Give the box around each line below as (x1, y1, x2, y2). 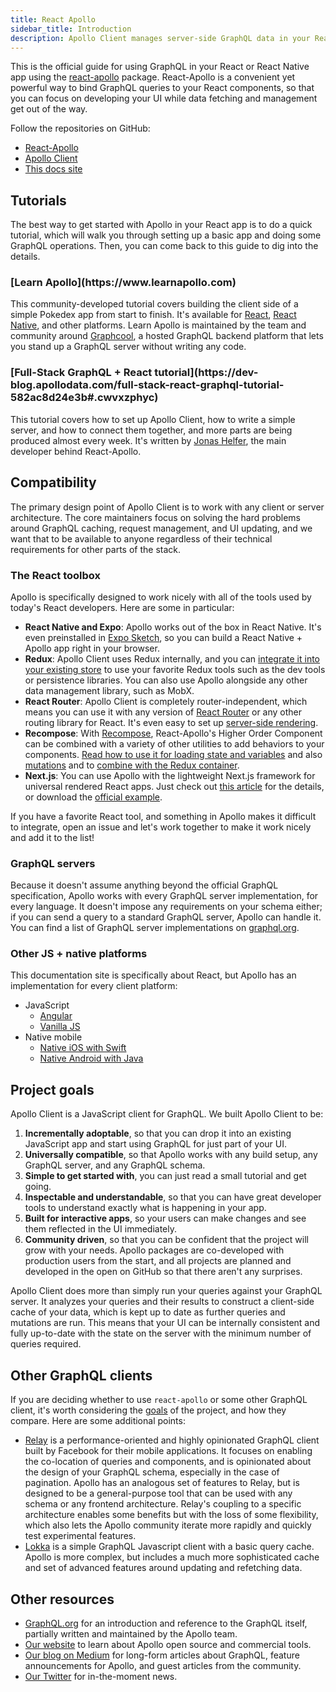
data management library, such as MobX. (24, 684, 195, 696)
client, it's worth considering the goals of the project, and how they (10, 1404, 287, 1416)
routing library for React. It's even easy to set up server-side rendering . (24, 716, 319, 728)
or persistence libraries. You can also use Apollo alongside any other (24, 674, 308, 686)
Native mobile (24, 1031, 83, 1043)
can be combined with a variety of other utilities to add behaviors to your (24, 737, 325, 750)
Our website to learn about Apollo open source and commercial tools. (24, 1638, 312, 1650)
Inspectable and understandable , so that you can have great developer (24, 1191, 322, 1203)
